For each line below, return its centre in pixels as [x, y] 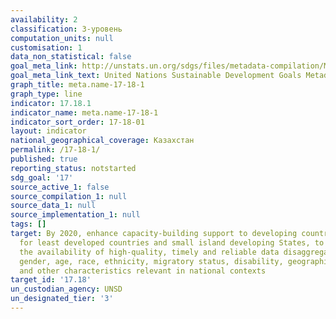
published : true [44, 159]
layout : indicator [48, 131]
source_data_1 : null [53, 206]
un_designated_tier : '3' [62, 299]
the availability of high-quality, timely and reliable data [149, 252]
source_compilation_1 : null [69, 196]
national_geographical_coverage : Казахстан [102, 141]
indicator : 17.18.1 [51, 103]
